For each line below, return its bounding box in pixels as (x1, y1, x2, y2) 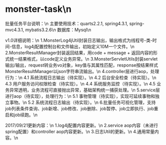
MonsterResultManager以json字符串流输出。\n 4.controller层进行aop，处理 (5, 68, 160, 74)
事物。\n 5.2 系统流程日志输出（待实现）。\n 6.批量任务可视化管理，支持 (9, 99, 156, 105)
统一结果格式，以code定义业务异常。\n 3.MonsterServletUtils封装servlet (9, 56, 158, 62)
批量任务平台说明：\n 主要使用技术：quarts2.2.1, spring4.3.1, (5, 20, 128, 26)
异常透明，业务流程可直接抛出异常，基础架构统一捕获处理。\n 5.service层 (9, 87, 160, 93)
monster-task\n (5, 3, 72, 15)
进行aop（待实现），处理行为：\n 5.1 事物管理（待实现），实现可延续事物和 (5, 93, 156, 99)
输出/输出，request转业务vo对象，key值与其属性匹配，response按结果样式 (5, 62, 158, 68)
